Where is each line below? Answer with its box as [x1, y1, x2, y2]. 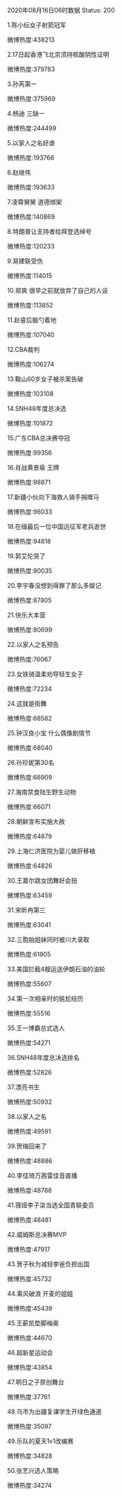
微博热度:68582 [7, 714, 52, 722]
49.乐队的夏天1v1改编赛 [7, 1437, 74, 1445]
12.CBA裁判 [7, 346, 40, 353]
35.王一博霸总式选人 [7, 1024, 65, 1032]
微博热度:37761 [7, 1393, 51, 1401]
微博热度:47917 [7, 1245, 51, 1253]
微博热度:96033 [7, 507, 53, 516]
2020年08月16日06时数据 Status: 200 [7, 6, 115, 14]
